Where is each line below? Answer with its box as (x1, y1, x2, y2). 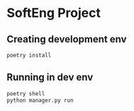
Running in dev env (6, 71, 94, 83)
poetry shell (6, 90, 45, 97)
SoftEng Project (6, 5, 101, 21)
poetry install (6, 52, 52, 59)
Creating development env (6, 33, 127, 45)
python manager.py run (6, 97, 74, 104)
